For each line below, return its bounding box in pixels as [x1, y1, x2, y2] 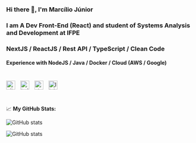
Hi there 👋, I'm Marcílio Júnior [6, 5, 93, 14]
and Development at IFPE [6, 28, 80, 37]
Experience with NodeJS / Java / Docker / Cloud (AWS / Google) [6, 59, 167, 66]
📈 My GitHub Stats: [6, 105, 56, 112]
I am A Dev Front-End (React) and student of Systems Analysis [6, 21, 191, 29]
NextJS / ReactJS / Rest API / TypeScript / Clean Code [6, 45, 165, 53]
